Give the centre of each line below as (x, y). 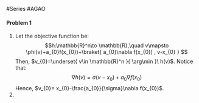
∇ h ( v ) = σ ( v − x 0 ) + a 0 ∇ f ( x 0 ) (107, 78)
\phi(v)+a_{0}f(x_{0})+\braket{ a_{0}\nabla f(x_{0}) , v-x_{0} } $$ (107, 52)
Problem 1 (19, 22)
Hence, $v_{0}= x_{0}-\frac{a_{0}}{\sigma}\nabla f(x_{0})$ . (89, 88)
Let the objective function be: (52, 36)
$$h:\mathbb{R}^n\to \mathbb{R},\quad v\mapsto (107, 45)
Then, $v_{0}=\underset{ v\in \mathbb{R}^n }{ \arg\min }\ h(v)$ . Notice (104, 61)
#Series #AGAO (26, 9)
